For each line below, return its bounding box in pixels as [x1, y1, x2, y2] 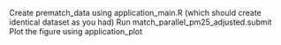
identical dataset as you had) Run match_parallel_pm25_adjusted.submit [9, 17, 272, 27]
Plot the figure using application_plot [9, 26, 143, 36]
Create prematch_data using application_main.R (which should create [9, 8, 262, 18]
